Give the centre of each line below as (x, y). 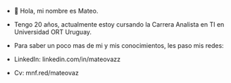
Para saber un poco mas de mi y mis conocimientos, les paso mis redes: (119, 45)
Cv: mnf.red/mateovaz (46, 73)
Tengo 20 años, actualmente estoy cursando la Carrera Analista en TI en (119, 24)
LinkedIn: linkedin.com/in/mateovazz (67, 59)
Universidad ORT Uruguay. (53, 32)
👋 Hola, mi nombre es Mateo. (56, 11)
